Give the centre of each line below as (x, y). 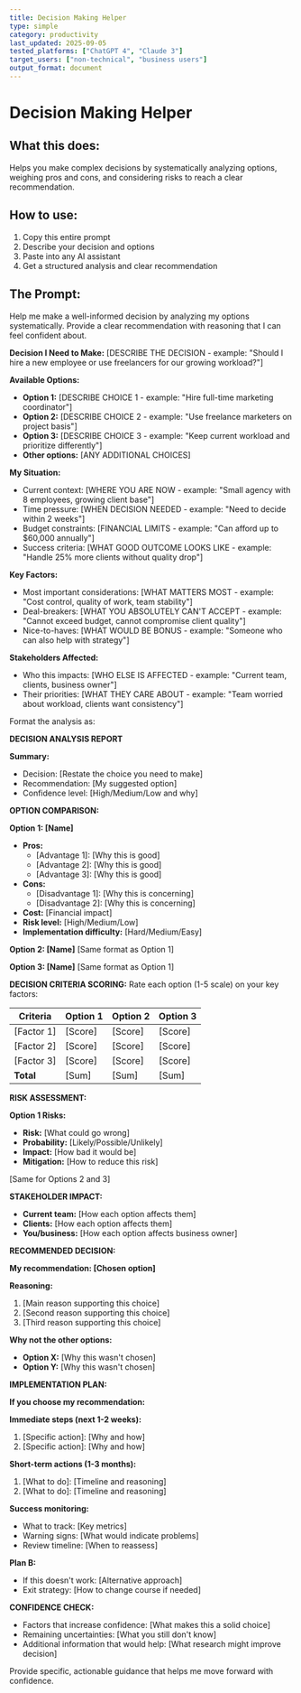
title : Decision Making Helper (68, 18)
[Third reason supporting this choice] (91, 1322)
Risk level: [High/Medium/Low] (80, 922)
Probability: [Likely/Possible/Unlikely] (93, 1142)
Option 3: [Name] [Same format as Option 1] (92, 966)
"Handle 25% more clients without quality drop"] (113, 557)
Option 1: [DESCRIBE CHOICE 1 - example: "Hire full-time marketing (148, 397)
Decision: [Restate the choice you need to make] (113, 774)
